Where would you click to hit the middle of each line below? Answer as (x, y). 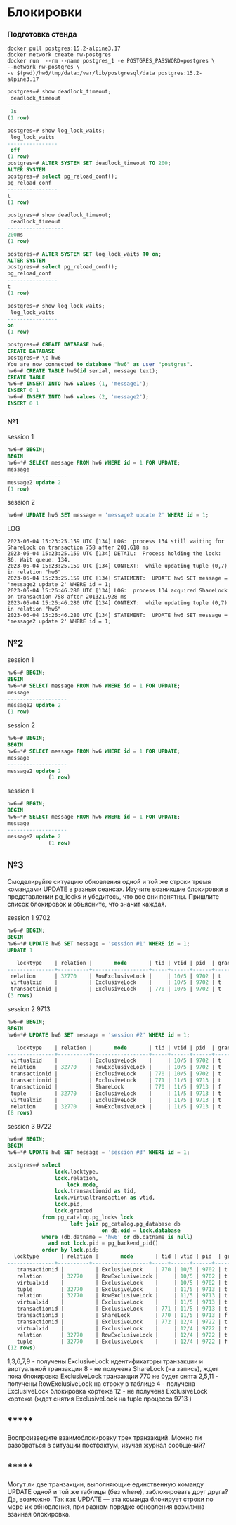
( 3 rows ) (20, 996)
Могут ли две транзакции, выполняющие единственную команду (106, 1484)
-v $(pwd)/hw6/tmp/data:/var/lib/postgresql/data (81, 73)
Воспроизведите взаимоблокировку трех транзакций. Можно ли (105, 1438)
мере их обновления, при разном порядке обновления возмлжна (106, 1506)
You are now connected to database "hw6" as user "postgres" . (100, 364)
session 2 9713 (29, 1009)
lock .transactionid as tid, (96, 1191)
